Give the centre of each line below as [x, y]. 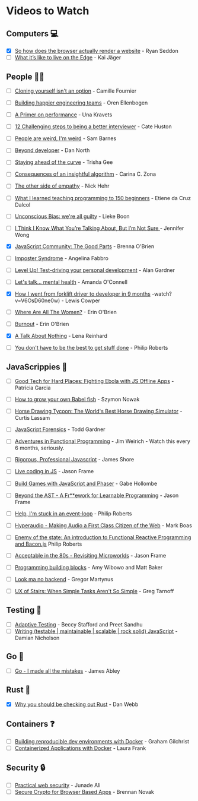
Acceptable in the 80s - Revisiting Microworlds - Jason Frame [90, 555]
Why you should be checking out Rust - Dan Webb [76, 704]
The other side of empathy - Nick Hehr [62, 186]
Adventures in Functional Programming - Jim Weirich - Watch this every [103, 441]
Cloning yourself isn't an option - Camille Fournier [76, 91]
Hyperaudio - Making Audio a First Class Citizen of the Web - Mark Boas [103, 525]
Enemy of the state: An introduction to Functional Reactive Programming [103, 537]
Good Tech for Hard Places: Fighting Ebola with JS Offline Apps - [94, 381]
